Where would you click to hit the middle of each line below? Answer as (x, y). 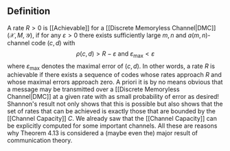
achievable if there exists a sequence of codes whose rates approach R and (114, 75)
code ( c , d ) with (53, 43)
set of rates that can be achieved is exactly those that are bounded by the (112, 111)
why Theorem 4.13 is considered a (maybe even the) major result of (102, 133)
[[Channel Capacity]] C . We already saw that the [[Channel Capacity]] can (112, 119)
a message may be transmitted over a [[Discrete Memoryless (93, 89)
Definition (28, 11)
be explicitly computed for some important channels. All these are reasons (112, 126)
